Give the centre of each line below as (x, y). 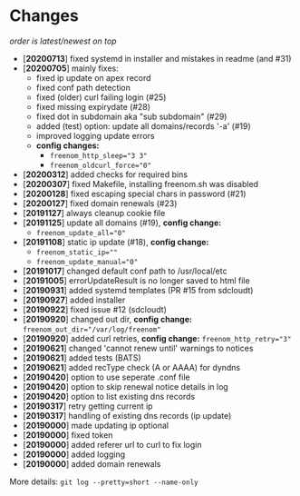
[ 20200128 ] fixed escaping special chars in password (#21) (134, 193)
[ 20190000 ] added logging (73, 454)
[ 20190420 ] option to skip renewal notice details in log (125, 386)
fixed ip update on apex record (93, 77)
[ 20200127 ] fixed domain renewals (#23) (100, 203)
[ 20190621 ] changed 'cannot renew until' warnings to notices (138, 348)
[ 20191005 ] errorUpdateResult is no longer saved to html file (136, 280)
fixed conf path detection (83, 87)
